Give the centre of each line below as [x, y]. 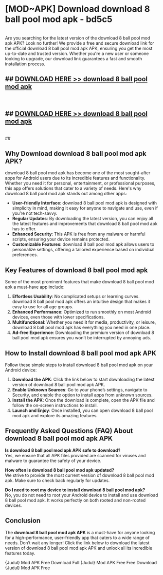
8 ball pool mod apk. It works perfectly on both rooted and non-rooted [75, 500]
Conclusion [23, 521]
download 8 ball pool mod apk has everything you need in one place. [81, 328]
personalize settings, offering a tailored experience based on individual [83, 250]
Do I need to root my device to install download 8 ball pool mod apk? [75, 490]
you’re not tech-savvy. [35, 213]
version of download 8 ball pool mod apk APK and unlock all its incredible [79, 548]
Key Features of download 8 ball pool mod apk [76, 270]
